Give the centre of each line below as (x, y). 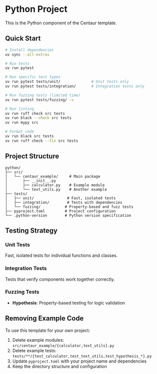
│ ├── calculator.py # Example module (55, 185)
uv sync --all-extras (27, 55)
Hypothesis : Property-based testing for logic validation (69, 303)
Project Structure (32, 156)
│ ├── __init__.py (31, 181)
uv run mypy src (22, 123)
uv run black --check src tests (38, 118)
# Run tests (17, 63)
